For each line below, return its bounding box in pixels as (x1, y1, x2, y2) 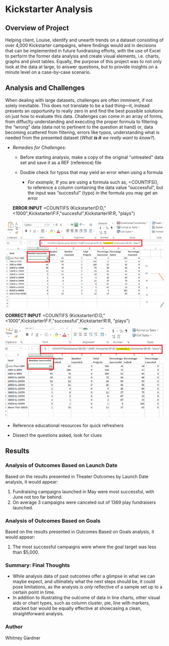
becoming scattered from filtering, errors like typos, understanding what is (5, 129, 160, 135)
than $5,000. (12, 549, 39, 555)
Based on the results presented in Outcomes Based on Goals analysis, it (5, 528, 154, 535)
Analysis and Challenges (5, 84, 85, 92)
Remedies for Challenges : (12, 144, 66, 150)
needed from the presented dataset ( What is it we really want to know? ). (5, 135, 156, 141)
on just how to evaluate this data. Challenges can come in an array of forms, (5, 113, 163, 119)
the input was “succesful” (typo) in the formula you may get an (27, 190, 158, 196)
